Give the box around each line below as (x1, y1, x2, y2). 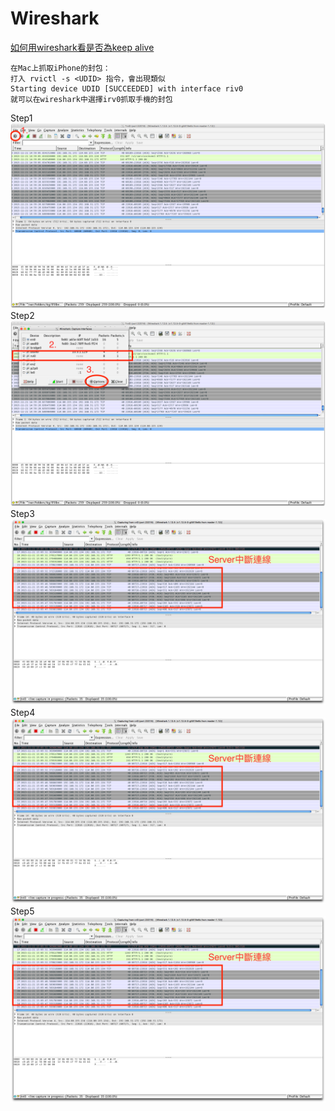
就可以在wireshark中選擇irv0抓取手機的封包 (10, 94, 173, 104)
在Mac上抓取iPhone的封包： (10, 63, 111, 73)
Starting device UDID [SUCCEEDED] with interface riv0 (10, 83, 244, 94)
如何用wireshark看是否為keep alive (10, 41, 155, 53)
